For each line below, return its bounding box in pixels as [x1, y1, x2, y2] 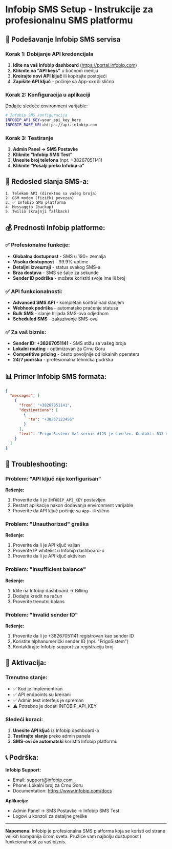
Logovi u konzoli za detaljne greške [12, 813, 88, 819]
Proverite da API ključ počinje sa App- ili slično [12, 508, 110, 514]
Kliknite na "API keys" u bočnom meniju [12, 67, 98, 73]
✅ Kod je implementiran [12, 685, 63, 691]
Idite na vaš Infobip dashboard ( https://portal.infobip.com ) [12, 62, 137, 68]
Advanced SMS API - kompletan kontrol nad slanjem [12, 299, 124, 305]
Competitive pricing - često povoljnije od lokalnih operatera [12, 351, 140, 357]
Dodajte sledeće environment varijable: [5, 103, 88, 109]
